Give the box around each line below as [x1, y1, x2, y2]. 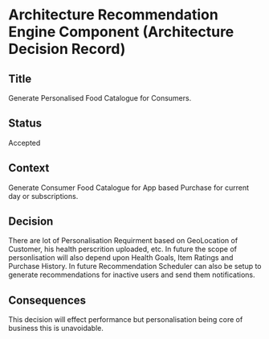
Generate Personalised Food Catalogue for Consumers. [8, 93, 192, 102]
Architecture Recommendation [8, 6, 218, 24]
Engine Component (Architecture [8, 23, 234, 41]
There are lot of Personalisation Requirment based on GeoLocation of [8, 236, 238, 246]
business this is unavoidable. [8, 324, 104, 333]
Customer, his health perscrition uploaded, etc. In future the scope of [8, 244, 238, 254]
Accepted [8, 138, 41, 147]
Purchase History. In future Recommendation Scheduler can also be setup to [8, 262, 263, 271]
